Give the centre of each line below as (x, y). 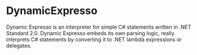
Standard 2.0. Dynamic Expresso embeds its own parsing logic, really (91, 33)
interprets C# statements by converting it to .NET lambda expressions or (94, 39)
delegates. (19, 46)
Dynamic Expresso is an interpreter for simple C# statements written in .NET (99, 27)
